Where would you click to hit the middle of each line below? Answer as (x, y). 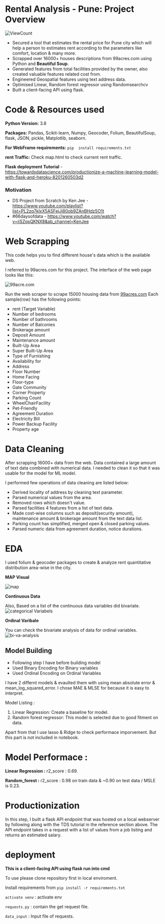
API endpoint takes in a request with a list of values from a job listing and (79, 829)
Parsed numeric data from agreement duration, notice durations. (77, 529)
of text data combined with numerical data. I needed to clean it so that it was (82, 468)
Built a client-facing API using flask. (48, 90)
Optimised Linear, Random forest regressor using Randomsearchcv (80, 84)
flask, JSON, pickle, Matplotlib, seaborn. (46, 138)
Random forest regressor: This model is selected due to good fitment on (85, 717)
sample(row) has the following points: (43, 299)
